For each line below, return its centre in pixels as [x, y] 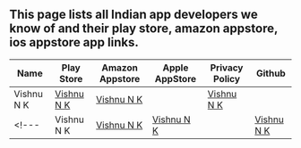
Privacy [227, 68]
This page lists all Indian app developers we [133, 15]
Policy [227, 78]
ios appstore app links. [74, 42]
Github [271, 73]
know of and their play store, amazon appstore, [144, 29]
